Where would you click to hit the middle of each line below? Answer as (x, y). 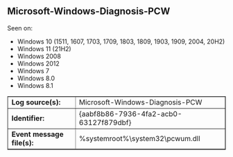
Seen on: (20, 28)
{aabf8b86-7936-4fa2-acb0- (130, 113)
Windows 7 (33, 71)
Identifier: (28, 118)
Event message (37, 134)
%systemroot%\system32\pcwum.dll (140, 138)
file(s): (23, 142)
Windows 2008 (39, 56)
